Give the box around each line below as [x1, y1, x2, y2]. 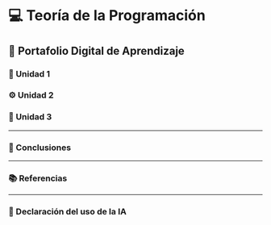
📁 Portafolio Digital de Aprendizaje [8, 44, 186, 57]
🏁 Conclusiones [8, 142, 71, 153]
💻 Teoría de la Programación [8, 6, 206, 25]
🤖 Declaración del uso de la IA [8, 206, 127, 218]
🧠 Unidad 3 [8, 111, 52, 123]
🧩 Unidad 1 [8, 68, 51, 79]
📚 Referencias [8, 173, 68, 184]
